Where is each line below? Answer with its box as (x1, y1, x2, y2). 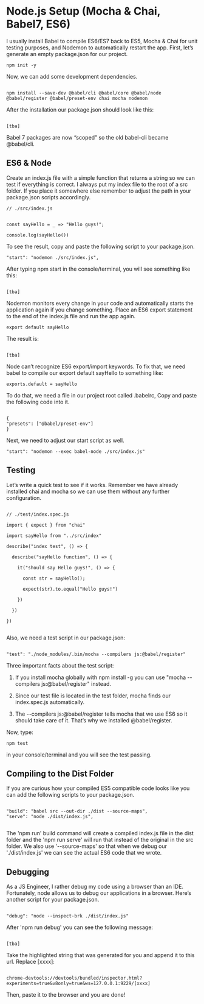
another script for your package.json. (6, 896, 100, 903)
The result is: (6, 335, 39, 342)
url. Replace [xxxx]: (6, 958, 55, 966)
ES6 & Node (6, 158, 52, 168)
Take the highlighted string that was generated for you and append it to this (6, 952, 195, 959)
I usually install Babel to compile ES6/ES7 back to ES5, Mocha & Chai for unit (6, 37, 198, 45)
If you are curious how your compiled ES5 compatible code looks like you (6, 785, 190, 792)
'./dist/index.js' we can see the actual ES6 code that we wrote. (6, 849, 162, 856)
